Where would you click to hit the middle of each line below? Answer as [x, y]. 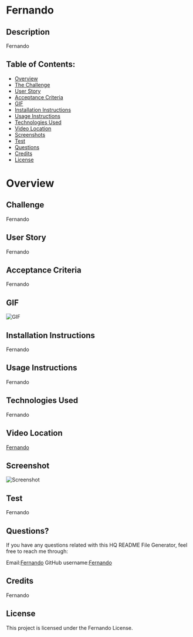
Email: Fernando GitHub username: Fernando [59, 562]
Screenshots [30, 134]
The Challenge [32, 85]
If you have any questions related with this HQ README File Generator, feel [97, 545]
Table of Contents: [41, 64]
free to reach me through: [37, 551]
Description [28, 32]
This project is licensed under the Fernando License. [70, 628]
